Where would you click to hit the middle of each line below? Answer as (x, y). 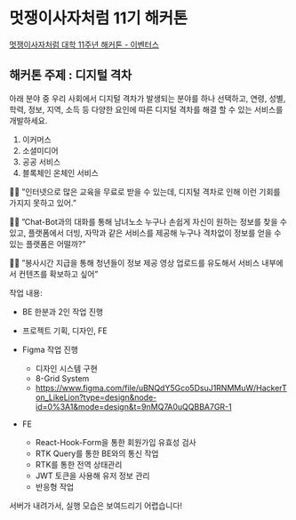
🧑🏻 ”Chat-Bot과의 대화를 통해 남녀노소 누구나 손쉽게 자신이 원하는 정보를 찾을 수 (148, 221)
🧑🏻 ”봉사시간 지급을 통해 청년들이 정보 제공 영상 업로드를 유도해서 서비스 (135, 262)
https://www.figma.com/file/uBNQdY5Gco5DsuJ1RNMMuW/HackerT (161, 388)
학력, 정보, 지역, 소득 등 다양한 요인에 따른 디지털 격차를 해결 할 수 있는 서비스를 (146, 109)
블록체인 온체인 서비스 (60, 172)
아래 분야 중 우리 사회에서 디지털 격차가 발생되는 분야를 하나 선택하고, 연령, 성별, (148, 98)
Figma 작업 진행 (50, 349)
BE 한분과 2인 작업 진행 (63, 311)
